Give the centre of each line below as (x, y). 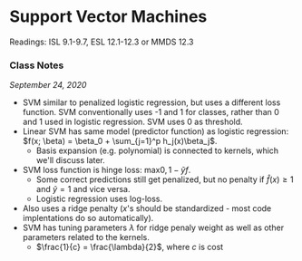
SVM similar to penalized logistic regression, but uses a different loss (151, 102)
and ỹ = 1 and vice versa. (83, 189)
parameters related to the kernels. (86, 237)
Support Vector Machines (108, 17)
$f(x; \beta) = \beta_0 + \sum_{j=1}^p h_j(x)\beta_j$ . (120, 141)
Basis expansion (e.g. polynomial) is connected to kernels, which (157, 150)
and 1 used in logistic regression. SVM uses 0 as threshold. (132, 122)
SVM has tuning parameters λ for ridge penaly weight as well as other (153, 227)
